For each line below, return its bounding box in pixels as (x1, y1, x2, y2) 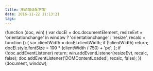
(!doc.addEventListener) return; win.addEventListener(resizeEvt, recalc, (5, 50, 148, 56)
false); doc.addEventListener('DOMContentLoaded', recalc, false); (5, 55, 137, 61)
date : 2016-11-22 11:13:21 (5, 12, 60, 17)
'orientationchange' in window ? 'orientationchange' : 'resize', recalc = (5, 35, 146, 40)
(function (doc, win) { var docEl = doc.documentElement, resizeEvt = (5, 30, 143, 35)
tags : (5, 16, 16, 21)
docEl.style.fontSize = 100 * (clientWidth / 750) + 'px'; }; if (5, 45, 121, 51)
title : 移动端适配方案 (5, 7, 46, 12)
